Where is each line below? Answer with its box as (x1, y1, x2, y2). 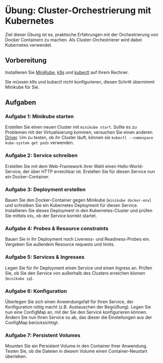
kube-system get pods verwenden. (5, 140, 74, 146)
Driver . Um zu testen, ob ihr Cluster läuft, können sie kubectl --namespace (5, 135, 153, 140)
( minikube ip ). (5, 275, 34, 281)
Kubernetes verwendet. (5, 42, 52, 48)
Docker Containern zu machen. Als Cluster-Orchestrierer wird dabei (5, 37, 142, 43)
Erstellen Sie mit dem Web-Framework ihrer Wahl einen (5, 163, 116, 169)
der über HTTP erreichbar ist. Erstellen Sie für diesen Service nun (23, 168, 155, 174)
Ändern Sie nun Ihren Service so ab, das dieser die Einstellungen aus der (5, 314, 152, 320)
